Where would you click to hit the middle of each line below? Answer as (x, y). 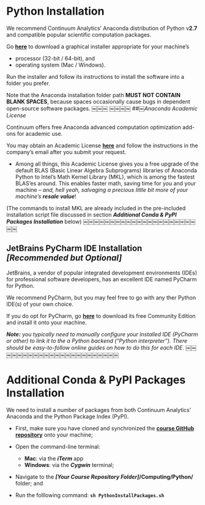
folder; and (29, 483)
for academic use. (40, 133)
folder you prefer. (28, 83)
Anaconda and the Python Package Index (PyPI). (68, 416)
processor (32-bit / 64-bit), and (55, 58)
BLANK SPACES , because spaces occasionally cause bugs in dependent (99, 101)
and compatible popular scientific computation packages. (79, 34)
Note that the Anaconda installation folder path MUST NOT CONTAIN (93, 95)
